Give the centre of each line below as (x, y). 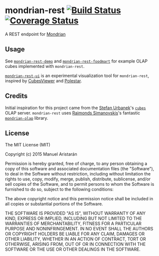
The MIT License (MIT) (28, 145)
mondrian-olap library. (27, 118)
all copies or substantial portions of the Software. (54, 204)
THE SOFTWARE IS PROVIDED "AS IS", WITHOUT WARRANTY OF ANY (75, 213)
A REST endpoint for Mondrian (36, 34)
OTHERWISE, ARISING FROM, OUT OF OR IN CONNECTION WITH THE (75, 244)
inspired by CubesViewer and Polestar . (43, 80)
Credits (16, 96)
